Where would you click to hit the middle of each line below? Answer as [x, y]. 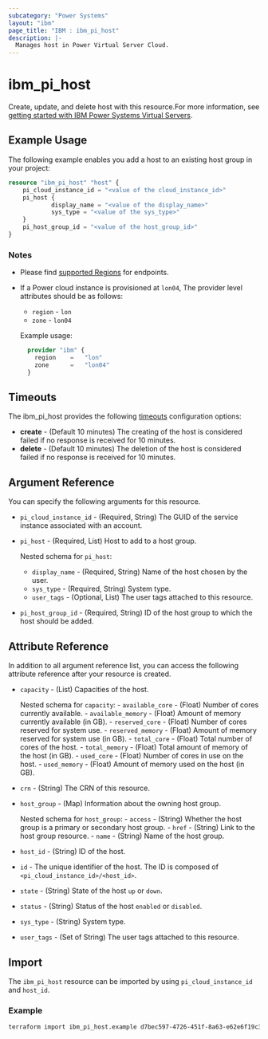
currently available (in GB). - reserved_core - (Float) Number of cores [133, 722]
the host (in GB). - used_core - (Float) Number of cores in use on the [132, 756]
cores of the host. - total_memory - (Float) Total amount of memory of [134, 747]
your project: [29, 167]
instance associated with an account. [81, 525]
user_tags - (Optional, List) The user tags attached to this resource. [142, 597]
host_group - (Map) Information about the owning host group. [120, 804]
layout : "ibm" [32, 23]
